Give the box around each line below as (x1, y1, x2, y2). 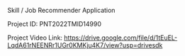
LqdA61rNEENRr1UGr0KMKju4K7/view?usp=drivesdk (7, 41, 163, 49)
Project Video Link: (7, 33, 62, 42)
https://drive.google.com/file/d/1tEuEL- (63, 33, 178, 42)
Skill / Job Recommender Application (7, 6, 116, 14)
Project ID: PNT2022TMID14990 (7, 20, 101, 28)
